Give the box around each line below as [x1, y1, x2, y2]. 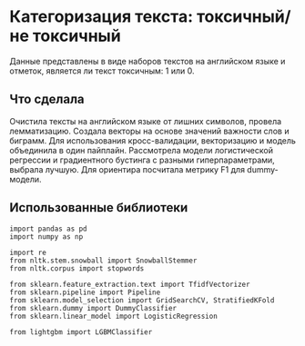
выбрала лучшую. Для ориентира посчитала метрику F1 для [9, 163, 246, 174]
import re [9, 248, 47, 257]
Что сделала [9, 92, 85, 107]
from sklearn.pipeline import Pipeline [9, 288, 161, 297]
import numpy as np [9, 232, 84, 242]
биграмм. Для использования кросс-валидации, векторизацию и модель [9, 134, 296, 146]
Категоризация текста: [9, 6, 194, 27]
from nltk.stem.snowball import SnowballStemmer [9, 256, 198, 265]
